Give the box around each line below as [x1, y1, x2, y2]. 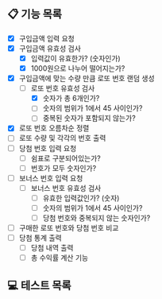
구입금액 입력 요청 [18, 33, 75, 43]
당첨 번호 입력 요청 [18, 143, 77, 153]
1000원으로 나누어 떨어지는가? [30, 64, 125, 73]
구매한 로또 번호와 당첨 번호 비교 [18, 223, 119, 232]
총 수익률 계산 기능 [30, 253, 89, 262]
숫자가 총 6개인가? [42, 94, 100, 103]
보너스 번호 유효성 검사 [30, 183, 102, 192]
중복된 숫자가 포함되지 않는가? [42, 114, 136, 123]
